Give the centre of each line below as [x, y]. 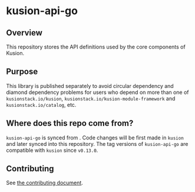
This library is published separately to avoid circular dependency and [90, 86]
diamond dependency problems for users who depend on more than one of [98, 92]
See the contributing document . [45, 183]
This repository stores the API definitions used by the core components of [96, 47]
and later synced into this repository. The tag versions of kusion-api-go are [97, 144]
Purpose [22, 72]
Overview [24, 33]
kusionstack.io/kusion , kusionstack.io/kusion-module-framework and [91, 98]
